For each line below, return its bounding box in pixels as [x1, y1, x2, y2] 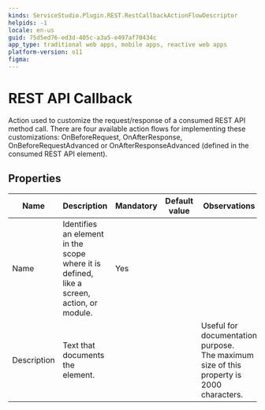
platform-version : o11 [8, 48, 83, 56]
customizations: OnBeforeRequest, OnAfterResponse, [8, 132, 183, 142]
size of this [200, 360, 242, 371]
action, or [62, 297, 98, 308]
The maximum [200, 349, 254, 360]
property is [200, 369, 242, 380]
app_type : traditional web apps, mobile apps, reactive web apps [8, 41, 227, 49]
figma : [8, 56, 30, 64]
